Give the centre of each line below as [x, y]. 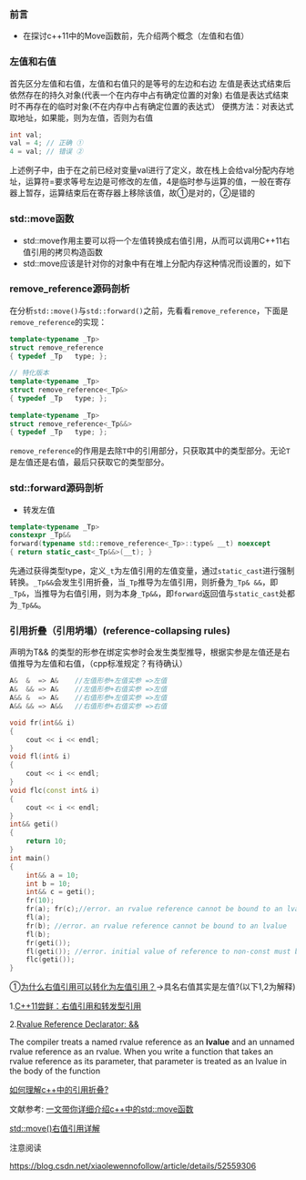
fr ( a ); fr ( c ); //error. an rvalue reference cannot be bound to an [154, 909]
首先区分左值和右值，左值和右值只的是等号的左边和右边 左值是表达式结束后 [150, 83]
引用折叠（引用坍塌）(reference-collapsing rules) [120, 631]
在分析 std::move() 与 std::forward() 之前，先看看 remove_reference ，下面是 [149, 310]
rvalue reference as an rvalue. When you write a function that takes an [142, 1052]
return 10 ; [46, 841]
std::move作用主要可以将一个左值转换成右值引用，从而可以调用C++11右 [156, 240]
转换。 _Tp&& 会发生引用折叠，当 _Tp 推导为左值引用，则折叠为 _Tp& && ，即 [144, 582]
